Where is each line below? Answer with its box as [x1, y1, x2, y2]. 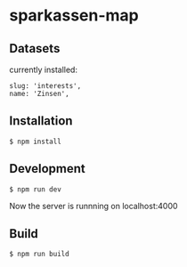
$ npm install [9, 137, 62, 146]
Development [9, 161, 86, 176]
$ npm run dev [9, 184, 62, 194]
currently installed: [9, 64, 78, 75]
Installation [9, 113, 73, 129]
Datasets [9, 41, 61, 56]
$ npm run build [9, 250, 69, 259]
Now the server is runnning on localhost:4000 [9, 200, 178, 211]
